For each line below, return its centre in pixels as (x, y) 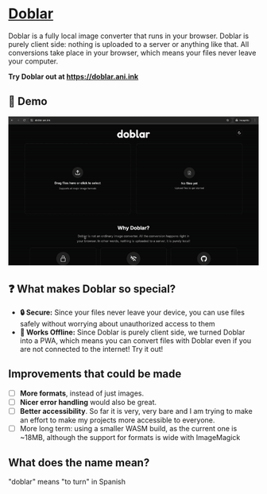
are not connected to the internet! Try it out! (91, 349)
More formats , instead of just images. (82, 393)
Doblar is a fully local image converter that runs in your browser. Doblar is (128, 36)
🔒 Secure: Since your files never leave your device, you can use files (132, 313)
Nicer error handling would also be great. (88, 402)
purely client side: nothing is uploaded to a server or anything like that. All (129, 44)
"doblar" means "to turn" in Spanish (67, 481)
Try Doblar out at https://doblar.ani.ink (74, 76)
